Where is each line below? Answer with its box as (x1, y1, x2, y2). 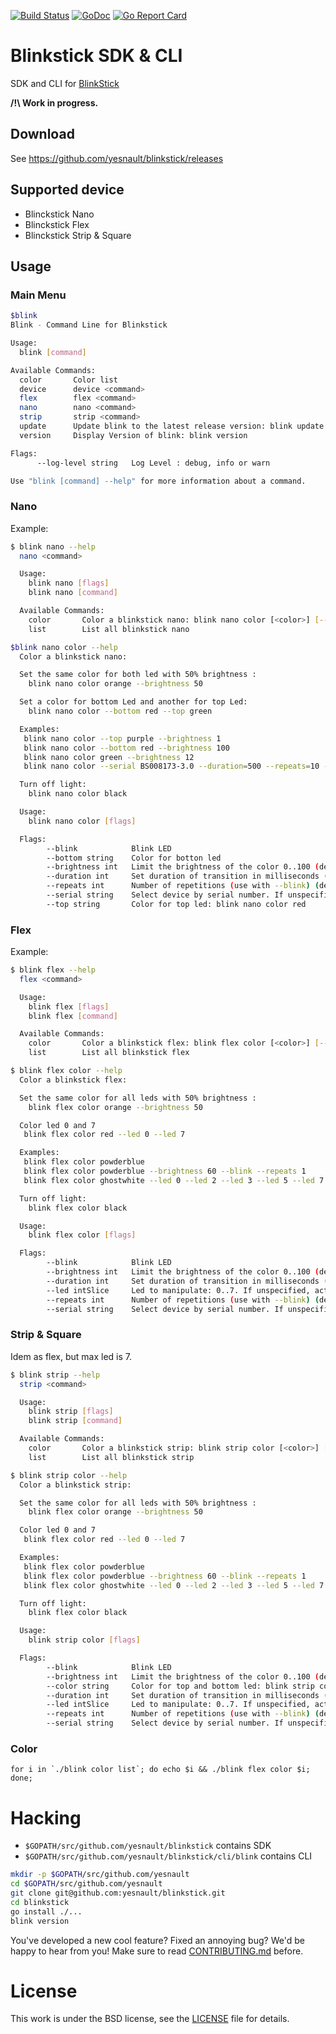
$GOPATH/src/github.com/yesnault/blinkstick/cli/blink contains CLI (24, 1850, 313, 1862)
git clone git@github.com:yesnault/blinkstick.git (10, 1888, 226, 1898)
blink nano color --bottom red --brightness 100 (23, 743, 230, 753)
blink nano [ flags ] (28, 578, 110, 589)
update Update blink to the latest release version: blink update (19, 421, 325, 431)
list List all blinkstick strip (28, 1452, 195, 1462)
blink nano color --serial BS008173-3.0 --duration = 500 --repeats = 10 (23, 761, 320, 772)
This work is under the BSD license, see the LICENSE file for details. (10, 2013, 290, 2025)
